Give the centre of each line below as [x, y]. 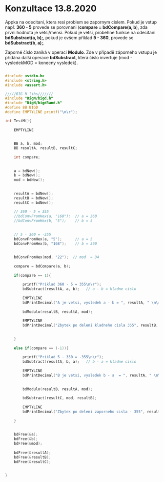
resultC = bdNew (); [34, 203]
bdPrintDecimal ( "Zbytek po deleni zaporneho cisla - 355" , [84, 412]
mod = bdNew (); [29, 180]
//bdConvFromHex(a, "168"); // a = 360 [55, 216]
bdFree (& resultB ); [32, 457]
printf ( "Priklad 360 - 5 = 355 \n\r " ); [62, 285]
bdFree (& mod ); [28, 444]
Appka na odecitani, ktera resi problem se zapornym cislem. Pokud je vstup [81, 22]
